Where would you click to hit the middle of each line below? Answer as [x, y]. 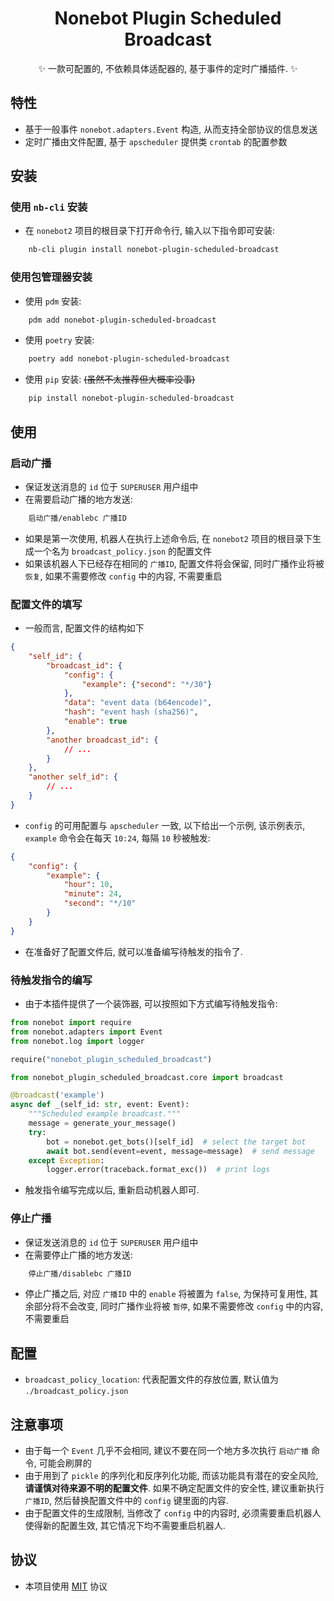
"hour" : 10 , [88, 885]
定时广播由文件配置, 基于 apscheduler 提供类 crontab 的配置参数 [156, 141]
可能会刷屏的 [65, 1463]
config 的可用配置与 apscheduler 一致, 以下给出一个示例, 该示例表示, [165, 825]
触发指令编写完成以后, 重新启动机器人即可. [112, 1190]
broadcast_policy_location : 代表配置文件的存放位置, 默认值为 [151, 1379]
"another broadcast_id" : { [102, 740]
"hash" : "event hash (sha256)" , [131, 712]
